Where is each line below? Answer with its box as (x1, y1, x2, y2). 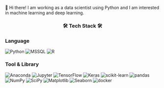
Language (5, 37, 30, 44)
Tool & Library (5, 61, 39, 68)
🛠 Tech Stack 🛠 (62, 22, 103, 29)
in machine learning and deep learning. (5, 10, 84, 16)
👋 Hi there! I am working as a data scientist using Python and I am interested (5, 5, 160, 10)
